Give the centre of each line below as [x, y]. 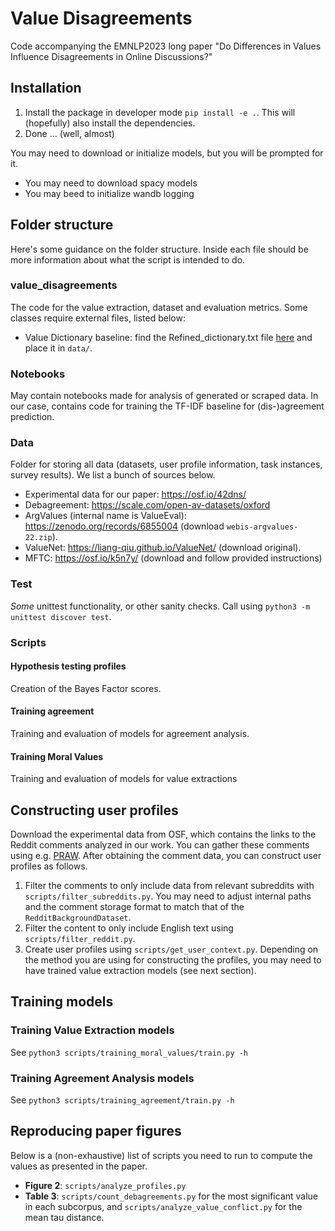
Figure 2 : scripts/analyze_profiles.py [105, 1185]
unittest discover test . [61, 616]
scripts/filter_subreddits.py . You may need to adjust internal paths [168, 896]
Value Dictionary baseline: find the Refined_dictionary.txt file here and [168, 337]
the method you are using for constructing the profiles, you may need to [173, 960]
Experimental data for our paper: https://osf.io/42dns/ [135, 494]
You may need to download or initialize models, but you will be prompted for [167, 153]
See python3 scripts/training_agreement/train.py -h [122, 1100]
